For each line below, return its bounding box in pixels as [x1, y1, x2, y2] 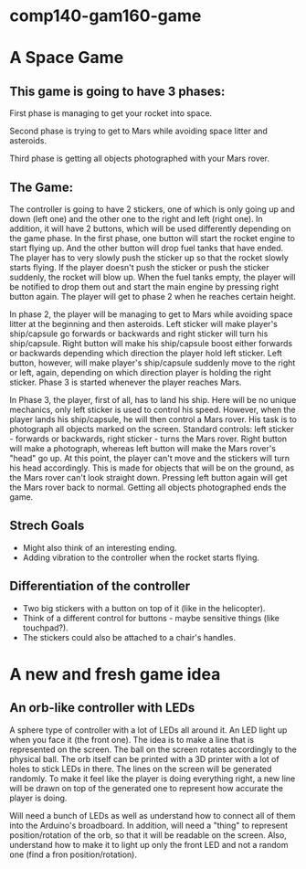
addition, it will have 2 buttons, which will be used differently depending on [9, 223, 291, 234]
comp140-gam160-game [9, 5, 202, 26]
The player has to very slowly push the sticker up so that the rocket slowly [9, 252, 290, 263]
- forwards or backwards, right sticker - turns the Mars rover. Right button [9, 433, 288, 444]
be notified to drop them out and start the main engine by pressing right [9, 281, 280, 292]
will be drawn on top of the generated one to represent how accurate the [9, 782, 283, 793]
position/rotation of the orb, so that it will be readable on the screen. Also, [9, 829, 288, 841]
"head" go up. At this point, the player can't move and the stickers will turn [9, 453, 290, 463]
